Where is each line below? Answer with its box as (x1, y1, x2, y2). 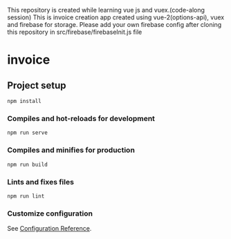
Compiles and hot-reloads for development (7, 113, 156, 123)
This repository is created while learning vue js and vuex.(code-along (7, 6, 205, 14)
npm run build (7, 161, 48, 168)
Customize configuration (7, 209, 93, 218)
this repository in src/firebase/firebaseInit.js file (7, 28, 142, 36)
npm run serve (7, 129, 48, 137)
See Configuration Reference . (7, 224, 92, 233)
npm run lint (7, 193, 45, 200)
